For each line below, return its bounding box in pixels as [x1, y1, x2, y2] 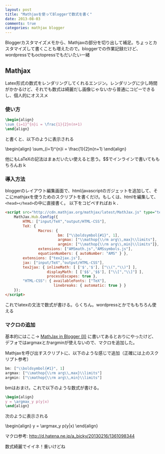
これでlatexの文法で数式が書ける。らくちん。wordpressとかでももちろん [5, 302, 152, 307]
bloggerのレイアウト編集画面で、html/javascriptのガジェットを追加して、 [5, 188, 154, 194]
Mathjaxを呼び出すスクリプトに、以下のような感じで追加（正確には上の [5, 350, 150, 356]
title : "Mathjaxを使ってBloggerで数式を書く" [5, 12, 92, 17]
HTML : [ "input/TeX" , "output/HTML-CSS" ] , [23, 219, 107, 224]
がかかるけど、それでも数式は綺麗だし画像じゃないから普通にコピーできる [5, 86, 155, 92]
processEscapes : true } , [47, 274, 98, 279]
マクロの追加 [5, 321, 36, 328]
